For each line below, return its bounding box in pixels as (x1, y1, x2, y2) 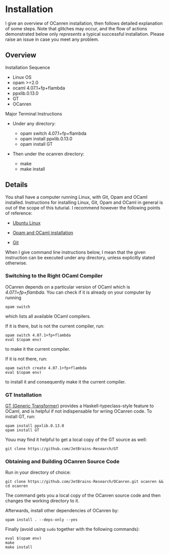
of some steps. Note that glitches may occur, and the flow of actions (5, 25, 147, 31)
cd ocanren (5, 483, 28, 489)
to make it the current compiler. (5, 346, 71, 352)
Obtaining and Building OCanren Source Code (5, 458, 120, 465)
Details (5, 181, 28, 189)
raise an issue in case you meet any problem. (5, 36, 99, 42)
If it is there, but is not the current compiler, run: (5, 323, 105, 329)
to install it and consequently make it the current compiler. (5, 378, 126, 384)
